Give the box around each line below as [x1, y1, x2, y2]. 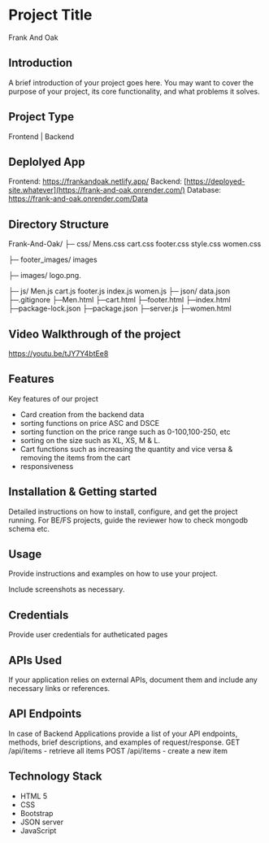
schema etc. [8, 524, 50, 533]
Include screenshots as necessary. [8, 584, 125, 594]
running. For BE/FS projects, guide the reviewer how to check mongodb [8, 515, 249, 525]
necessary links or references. [8, 684, 111, 693]
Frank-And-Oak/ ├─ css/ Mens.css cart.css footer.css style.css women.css [8, 239, 262, 249]
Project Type [8, 110, 75, 124]
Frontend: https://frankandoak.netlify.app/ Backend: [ [8, 176, 187, 186]
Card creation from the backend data [20, 409, 145, 419]
